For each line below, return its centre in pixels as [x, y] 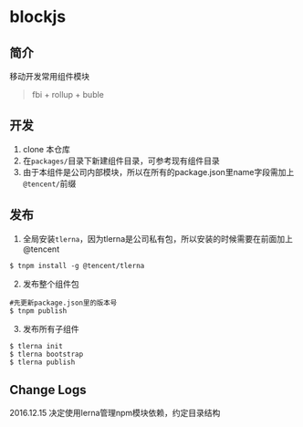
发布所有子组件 [51, 328]
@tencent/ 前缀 [49, 183]
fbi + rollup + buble [68, 94]
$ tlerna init [37, 346]
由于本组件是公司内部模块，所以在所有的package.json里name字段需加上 [158, 172]
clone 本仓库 [46, 149]
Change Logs [48, 390]
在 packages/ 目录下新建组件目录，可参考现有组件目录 [121, 161]
